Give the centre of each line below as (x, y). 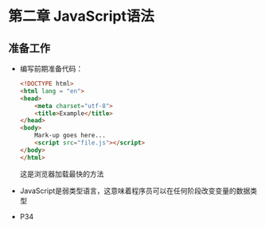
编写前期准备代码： (51, 69)
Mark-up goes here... (70, 136)
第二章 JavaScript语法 (82, 16)
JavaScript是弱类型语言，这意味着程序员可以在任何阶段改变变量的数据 (135, 191)
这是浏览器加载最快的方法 (62, 174)
